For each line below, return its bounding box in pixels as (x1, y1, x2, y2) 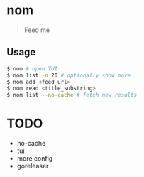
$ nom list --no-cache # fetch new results (6, 92, 138, 99)
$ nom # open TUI (6, 65, 58, 73)
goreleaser (16, 162, 49, 171)
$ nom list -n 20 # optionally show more (6, 72, 131, 79)
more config (16, 154, 53, 163)
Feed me (23, 26, 50, 34)
